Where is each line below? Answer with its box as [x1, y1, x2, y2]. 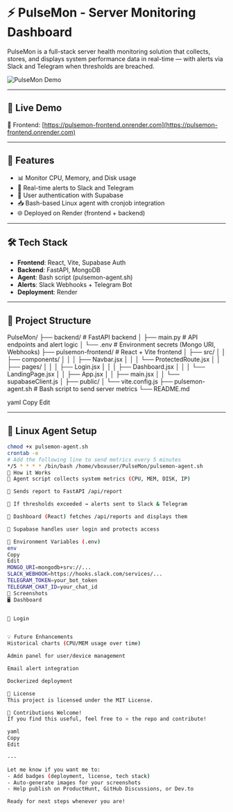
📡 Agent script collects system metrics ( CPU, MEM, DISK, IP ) [7, 476, 191, 483]
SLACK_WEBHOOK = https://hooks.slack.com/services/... [7, 570, 163, 578]
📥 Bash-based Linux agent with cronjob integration [17, 199, 165, 207]
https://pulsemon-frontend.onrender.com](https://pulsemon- [44, 120, 218, 129]
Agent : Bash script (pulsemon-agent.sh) [17, 273, 133, 281]
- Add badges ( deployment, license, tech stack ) [7, 772, 150, 779]
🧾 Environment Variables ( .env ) [7, 538, 101, 545]
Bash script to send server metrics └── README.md [39, 385, 190, 393]
